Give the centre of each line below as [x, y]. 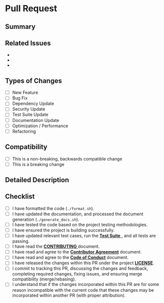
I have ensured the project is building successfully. [63, 230]
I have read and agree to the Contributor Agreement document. [77, 252]
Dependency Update [33, 104]
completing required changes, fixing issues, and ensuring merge [77, 274]
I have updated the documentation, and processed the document [78, 214]
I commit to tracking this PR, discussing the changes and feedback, [80, 268]
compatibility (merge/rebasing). [44, 279]
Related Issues [28, 43]
